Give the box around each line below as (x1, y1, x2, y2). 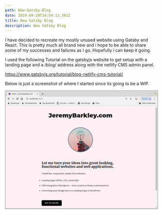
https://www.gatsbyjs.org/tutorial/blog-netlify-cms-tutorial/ (5, 71, 124, 77)
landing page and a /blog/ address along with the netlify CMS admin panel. (5, 62, 155, 68)
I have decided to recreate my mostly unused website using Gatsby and (5, 37, 148, 43)
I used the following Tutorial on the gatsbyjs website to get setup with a (5, 57, 147, 63)
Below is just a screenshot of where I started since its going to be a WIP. (5, 81, 149, 87)
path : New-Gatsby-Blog (5, 8, 51, 13)
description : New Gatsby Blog (5, 23, 66, 28)
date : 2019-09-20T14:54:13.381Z (5, 13, 70, 18)
